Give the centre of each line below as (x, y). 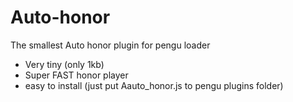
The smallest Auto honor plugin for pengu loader (110, 45)
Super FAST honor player (76, 75)
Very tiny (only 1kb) (64, 64)
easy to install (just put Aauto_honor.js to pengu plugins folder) (154, 85)
